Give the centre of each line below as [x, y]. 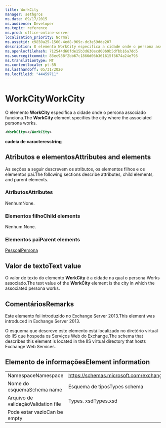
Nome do [18, 383]
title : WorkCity [22, 10]
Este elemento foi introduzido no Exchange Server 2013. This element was [80, 316]
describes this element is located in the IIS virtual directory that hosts [76, 341]
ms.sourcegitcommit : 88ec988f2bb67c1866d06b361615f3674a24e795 [72, 56]
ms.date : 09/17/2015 [26, 19]
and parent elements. [27, 179]
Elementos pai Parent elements [43, 240]
